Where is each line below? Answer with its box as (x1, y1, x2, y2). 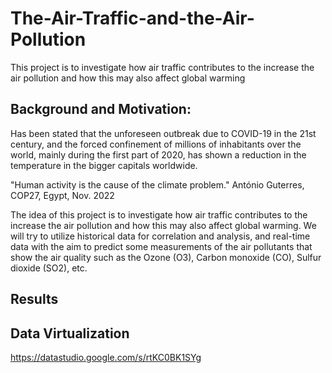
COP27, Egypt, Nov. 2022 (10, 189, 115, 201)
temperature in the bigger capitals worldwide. (10, 159, 198, 171)
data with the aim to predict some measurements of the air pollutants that (10, 240, 313, 252)
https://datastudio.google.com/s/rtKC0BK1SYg (10, 351, 202, 363)
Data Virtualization (10, 325, 130, 342)
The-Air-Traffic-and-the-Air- (10, 7, 255, 30)
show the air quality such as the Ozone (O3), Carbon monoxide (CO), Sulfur (10, 251, 322, 263)
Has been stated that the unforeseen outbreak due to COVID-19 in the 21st (10, 127, 317, 139)
